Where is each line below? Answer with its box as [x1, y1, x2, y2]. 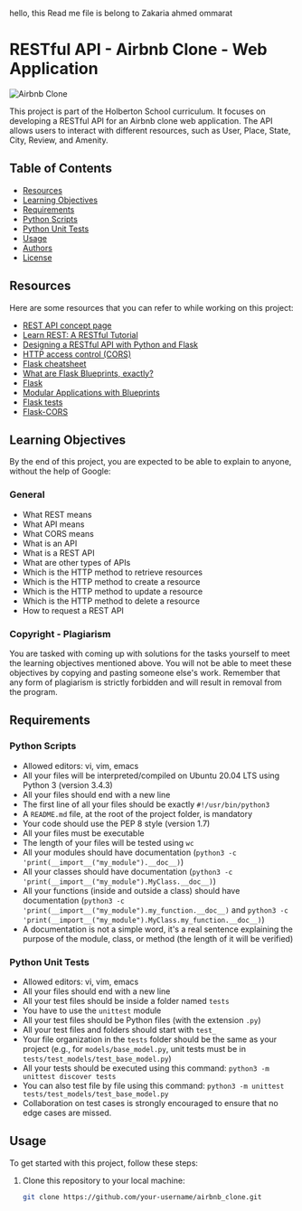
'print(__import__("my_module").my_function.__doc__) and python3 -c [22, 904, 289, 915]
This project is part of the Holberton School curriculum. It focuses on [9, 106, 266, 117]
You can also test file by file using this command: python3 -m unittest [22, 1080, 285, 1091]
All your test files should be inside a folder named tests [22, 995, 230, 1006]
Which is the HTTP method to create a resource [22, 576, 201, 587]
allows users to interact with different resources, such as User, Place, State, [9, 125, 291, 136]
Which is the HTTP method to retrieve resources [22, 567, 203, 577]
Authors [22, 242, 52, 253]
